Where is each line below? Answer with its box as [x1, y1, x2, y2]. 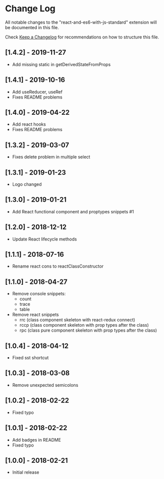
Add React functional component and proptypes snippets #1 [12, 208, 134, 214]
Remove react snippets [12, 311, 59, 318]
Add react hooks [12, 121, 46, 127]
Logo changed [12, 181, 42, 187]
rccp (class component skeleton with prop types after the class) [19, 322, 149, 328]
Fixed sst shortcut [12, 355, 49, 361]
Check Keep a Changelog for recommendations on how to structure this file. [5, 34, 160, 40]
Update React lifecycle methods [12, 236, 77, 242]
